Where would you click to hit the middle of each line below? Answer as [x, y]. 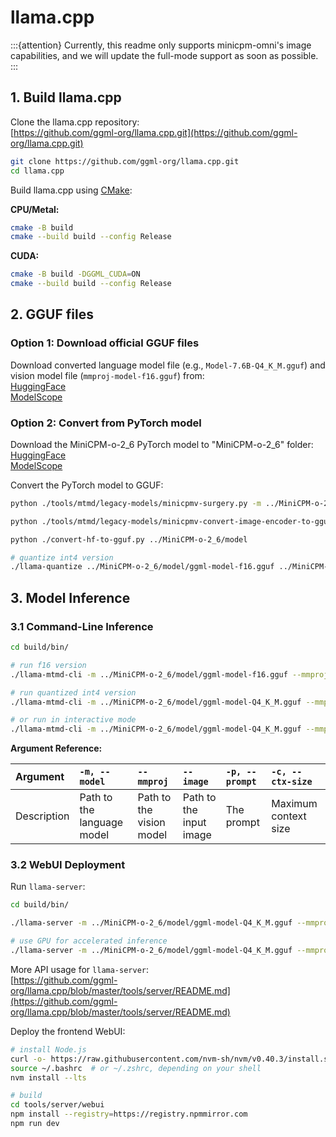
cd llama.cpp [37, 171]
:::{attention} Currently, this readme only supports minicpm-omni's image [161, 45]
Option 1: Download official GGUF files [105, 343]
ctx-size [292, 782]
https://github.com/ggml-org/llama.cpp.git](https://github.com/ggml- [155, 132]
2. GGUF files [52, 314]
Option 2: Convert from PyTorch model [106, 423]
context [289, 816]
